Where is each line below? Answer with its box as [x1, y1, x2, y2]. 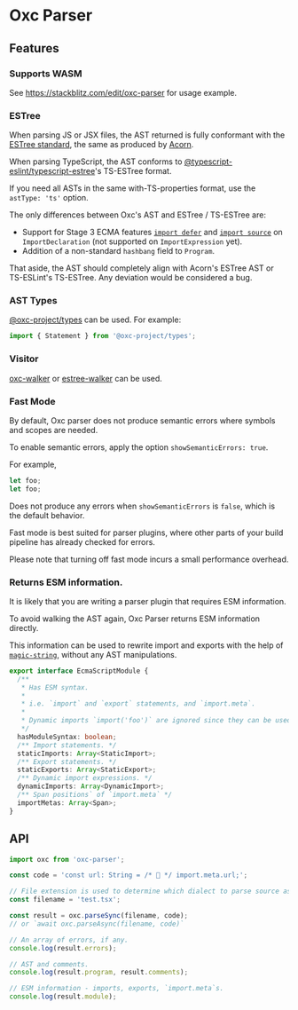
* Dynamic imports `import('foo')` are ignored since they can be [20, 716, 272, 725]
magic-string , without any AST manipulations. [9, 649, 177, 659]
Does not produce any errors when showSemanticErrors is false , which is [9, 501, 276, 511]
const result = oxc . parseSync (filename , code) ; [9, 911, 189, 920]
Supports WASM [9, 67, 82, 80]
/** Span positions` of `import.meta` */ [17, 791, 173, 800]
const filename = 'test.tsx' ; [9, 896, 122, 904]
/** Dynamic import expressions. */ [17, 774, 153, 783]
